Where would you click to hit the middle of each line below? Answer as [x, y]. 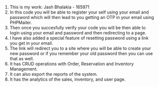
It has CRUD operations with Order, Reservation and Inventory [72, 64]
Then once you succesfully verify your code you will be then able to [78, 28]
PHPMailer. [21, 22]
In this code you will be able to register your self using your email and [79, 12]
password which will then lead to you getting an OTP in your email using [82, 17]
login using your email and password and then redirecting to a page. [78, 33]
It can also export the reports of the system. [54, 74]
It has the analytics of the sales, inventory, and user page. [68, 79]
